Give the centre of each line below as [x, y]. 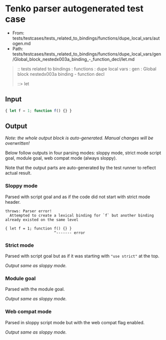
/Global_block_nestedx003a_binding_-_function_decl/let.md [73, 59]
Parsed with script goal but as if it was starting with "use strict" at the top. [82, 256]
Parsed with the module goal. [35, 289]
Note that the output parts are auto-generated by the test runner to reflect [81, 168]
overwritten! [17, 143]
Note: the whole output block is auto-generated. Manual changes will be [79, 138]
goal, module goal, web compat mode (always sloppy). [61, 158]
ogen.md [22, 43]
